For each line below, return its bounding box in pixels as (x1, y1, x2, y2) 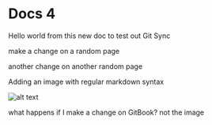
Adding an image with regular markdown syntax (8, 77, 165, 86)
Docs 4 (8, 5, 56, 23)
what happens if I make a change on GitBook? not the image (8, 108, 205, 117)
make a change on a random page (8, 46, 120, 55)
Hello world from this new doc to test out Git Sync (8, 31, 171, 40)
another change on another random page (8, 61, 143, 71)
